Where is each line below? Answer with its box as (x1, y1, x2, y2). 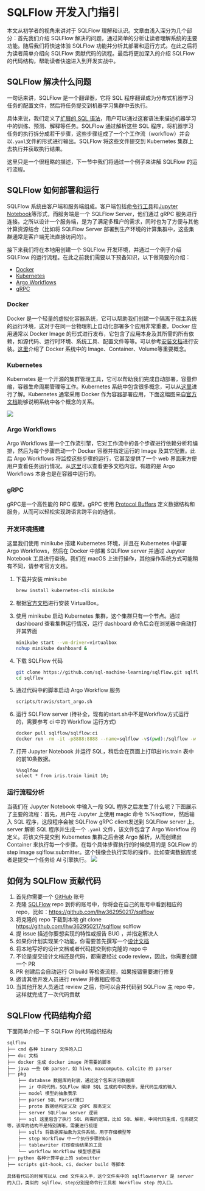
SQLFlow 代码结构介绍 (7, 1010, 92, 1021)
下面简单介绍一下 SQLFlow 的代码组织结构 (7, 1027, 113, 1035)
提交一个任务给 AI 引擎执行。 (17, 856, 90, 864)
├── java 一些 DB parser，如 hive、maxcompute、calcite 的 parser (7, 1066, 173, 1072)
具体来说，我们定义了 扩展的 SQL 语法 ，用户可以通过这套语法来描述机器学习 (7, 114, 196, 122)
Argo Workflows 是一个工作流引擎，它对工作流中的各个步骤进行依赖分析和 (7, 439, 193, 447)
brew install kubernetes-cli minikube (15, 588, 114, 594)
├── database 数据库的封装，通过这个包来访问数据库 (18, 1077, 135, 1083)
